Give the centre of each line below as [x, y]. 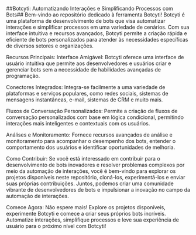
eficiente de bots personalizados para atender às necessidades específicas [97, 40]
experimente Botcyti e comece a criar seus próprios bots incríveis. [86, 214]
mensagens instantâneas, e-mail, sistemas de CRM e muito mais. [85, 100]
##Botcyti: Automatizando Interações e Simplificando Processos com [90, 8]
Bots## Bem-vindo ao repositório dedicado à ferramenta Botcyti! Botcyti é [96, 15]
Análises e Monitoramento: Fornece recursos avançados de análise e [89, 135]
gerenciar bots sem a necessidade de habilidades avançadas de [83, 69]
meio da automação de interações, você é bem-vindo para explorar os [91, 171]
